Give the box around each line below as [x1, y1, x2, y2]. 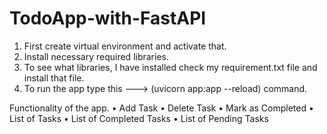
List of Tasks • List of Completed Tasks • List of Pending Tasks [9, 112, 269, 124]
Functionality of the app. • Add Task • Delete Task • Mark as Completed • [9, 102, 314, 114]
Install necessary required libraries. [23, 50, 169, 62]
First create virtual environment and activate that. [23, 40, 227, 52]
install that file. [23, 72, 85, 84]
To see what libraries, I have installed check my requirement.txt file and [23, 61, 318, 73]
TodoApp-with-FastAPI [9, 7, 207, 30]
